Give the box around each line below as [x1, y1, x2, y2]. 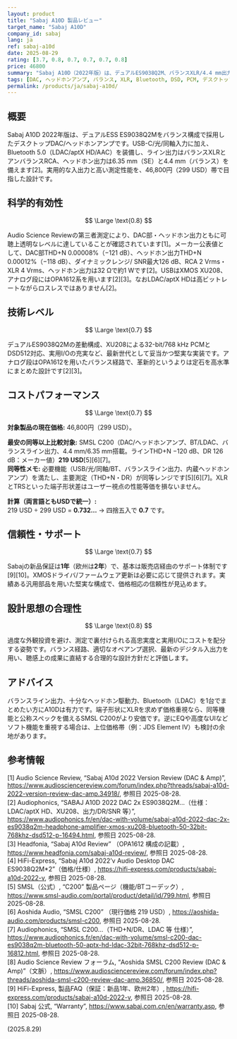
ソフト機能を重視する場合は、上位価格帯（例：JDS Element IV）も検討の [7, 722, 219, 731]
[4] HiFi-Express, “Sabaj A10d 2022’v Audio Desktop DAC [7, 856, 175, 865]
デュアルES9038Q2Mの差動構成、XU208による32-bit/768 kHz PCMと [7, 340, 212, 348]
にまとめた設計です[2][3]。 [7, 366, 86, 375]
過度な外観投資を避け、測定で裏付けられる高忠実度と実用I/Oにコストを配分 [7, 636, 226, 645]
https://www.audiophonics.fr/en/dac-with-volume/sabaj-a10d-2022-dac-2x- [7, 815, 230, 823]
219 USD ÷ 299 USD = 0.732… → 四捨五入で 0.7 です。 [7, 506, 169, 514]
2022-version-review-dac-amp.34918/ [7, 789, 120, 798]
